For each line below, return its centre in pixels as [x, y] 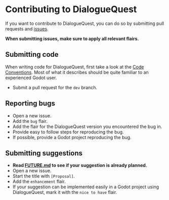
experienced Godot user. [31, 78]
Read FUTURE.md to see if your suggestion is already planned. [80, 165]
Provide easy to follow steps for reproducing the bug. [68, 132]
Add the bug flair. [30, 121]
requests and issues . [27, 28]
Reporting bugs [30, 103]
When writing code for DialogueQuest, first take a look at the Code [75, 66]
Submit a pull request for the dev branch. [55, 87]
